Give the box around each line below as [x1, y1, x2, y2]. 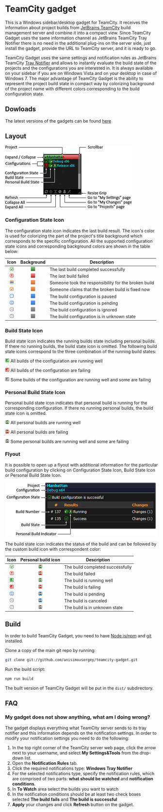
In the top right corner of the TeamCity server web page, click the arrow [12, 744, 156, 750]
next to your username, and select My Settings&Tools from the [12, 750, 139, 756]
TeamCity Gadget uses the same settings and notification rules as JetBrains [5, 54, 157, 60]
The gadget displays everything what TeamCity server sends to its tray [5, 725, 147, 731]
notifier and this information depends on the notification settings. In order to [5, 730, 157, 736]
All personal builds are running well [10, 420, 81, 426]
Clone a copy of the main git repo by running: [5, 648, 96, 653]
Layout [5, 132, 27, 141]
